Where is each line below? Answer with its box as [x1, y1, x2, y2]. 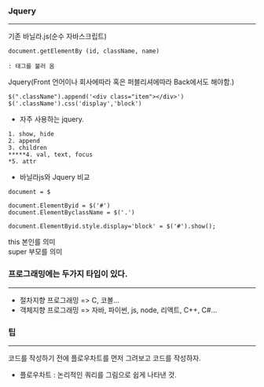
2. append [8, 137, 41, 145]
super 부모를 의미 [8, 247, 63, 257]
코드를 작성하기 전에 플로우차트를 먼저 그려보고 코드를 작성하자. [8, 353, 202, 363]
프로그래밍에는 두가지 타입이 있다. [8, 268, 128, 279]
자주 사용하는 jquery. [19, 115, 85, 124]
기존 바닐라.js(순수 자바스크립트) [8, 31, 108, 41]
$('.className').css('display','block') [8, 100, 143, 108]
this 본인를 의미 [8, 237, 56, 246]
